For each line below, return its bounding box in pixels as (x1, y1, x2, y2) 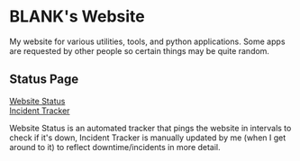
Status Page (9, 72, 79, 87)
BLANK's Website (9, 6, 146, 27)
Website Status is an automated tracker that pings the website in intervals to (9, 122, 292, 133)
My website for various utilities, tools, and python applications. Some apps (9, 36, 286, 47)
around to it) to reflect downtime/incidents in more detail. (9, 141, 221, 152)
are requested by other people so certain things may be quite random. (9, 45, 270, 56)
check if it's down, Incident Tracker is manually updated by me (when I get (9, 132, 286, 143)
